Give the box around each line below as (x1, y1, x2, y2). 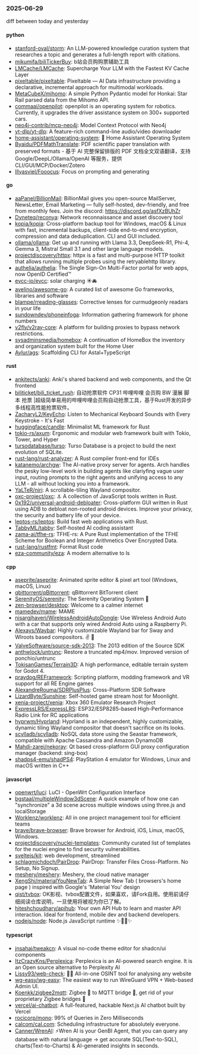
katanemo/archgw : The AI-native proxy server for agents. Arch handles (14, 461, 190, 468)
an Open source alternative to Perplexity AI (14, 963, 121, 971)
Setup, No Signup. (14, 865, 60, 872)
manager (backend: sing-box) (14, 749, 88, 757)
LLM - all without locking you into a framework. (14, 480, 131, 487)
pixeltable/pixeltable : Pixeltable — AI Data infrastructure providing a (14, 77, 181, 84)
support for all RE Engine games (14, 680, 94, 687)
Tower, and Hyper (14, 436, 59, 443)
